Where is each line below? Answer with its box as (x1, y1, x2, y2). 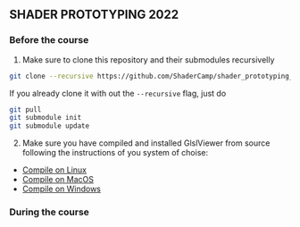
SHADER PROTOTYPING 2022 (9, 7, 179, 22)
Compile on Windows (21, 183, 101, 195)
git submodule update (9, 122, 90, 130)
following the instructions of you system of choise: (21, 147, 208, 158)
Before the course (9, 34, 89, 46)
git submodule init (9, 113, 82, 122)
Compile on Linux (21, 164, 87, 175)
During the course (9, 206, 89, 218)
